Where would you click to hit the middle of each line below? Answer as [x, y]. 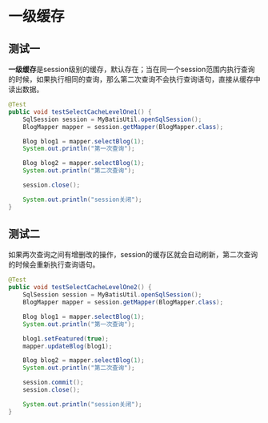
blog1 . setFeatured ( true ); [66, 338]
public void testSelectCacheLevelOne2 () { [80, 288]
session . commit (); [53, 383]
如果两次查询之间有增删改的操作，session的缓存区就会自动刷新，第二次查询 [133, 255]
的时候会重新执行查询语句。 [54, 264]
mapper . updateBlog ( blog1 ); [68, 346]
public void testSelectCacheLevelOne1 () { [80, 112]
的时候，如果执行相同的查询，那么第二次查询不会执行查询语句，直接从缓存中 [134, 79]
